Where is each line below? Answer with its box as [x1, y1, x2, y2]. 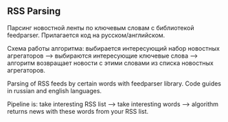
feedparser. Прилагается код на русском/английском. [7, 31, 166, 39]
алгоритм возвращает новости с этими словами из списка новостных [7, 58, 214, 67]
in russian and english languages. [7, 86, 102, 95]
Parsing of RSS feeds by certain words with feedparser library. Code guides [7, 79, 222, 88]
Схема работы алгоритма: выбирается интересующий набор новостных [7, 44, 220, 52]
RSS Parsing [7, 5, 61, 17]
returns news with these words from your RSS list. [7, 107, 149, 115]
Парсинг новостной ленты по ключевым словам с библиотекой [7, 23, 194, 32]
